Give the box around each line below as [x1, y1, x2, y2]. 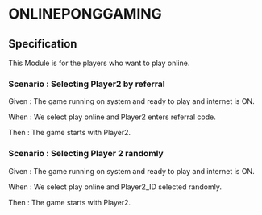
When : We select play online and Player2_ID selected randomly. [8, 182, 222, 192]
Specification [8, 37, 77, 51]
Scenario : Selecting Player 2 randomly [8, 148, 164, 159]
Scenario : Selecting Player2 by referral [8, 78, 165, 89]
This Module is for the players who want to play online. [8, 58, 190, 68]
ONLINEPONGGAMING [8, 5, 163, 23]
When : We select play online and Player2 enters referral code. [8, 112, 216, 122]
